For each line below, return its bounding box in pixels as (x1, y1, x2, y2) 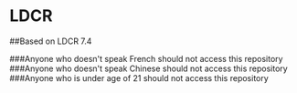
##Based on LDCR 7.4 (9, 36, 92, 46)
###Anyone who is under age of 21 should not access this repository (9, 72, 270, 83)
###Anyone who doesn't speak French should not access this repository (9, 53, 283, 64)
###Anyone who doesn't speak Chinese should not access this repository (9, 63, 288, 74)
